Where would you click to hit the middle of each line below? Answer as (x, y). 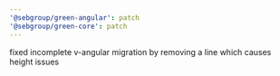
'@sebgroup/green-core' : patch (68, 26)
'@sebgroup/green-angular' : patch (75, 18)
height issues (34, 62)
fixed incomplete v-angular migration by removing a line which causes (140, 52)
